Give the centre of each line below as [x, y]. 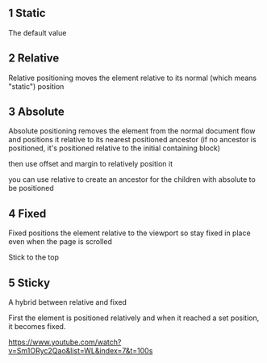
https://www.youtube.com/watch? [65, 342]
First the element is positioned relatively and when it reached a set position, [134, 318]
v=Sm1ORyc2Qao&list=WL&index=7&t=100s [81, 351]
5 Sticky [29, 283]
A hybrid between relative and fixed [68, 302]
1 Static [27, 13]
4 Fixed [27, 213]
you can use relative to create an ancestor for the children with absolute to [132, 179]
